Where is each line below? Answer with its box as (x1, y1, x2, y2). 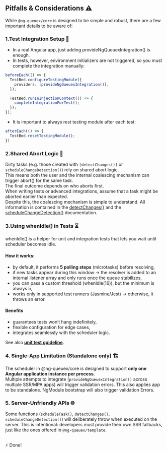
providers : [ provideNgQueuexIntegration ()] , (14, 82, 109, 87)
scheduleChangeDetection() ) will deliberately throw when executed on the (5, 416, 157, 422)
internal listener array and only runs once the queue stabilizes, (12, 275, 142, 281)
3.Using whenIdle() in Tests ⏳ (5, 222, 79, 229)
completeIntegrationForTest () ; (14, 100, 80, 105)
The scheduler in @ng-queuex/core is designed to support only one (5, 365, 147, 372)
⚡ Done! (5, 442, 22, 448)
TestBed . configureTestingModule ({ (10, 77, 82, 82)
